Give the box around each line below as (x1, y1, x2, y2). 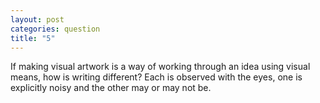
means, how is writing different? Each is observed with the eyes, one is (10, 71, 303, 83)
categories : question (10, 24, 101, 34)
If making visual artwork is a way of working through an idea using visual (10, 61, 311, 73)
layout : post (10, 14, 65, 25)
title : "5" (10, 33, 56, 43)
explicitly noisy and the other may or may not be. (10, 82, 212, 94)
